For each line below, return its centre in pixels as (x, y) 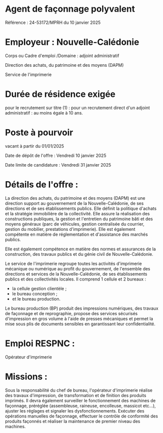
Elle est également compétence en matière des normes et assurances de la (81, 249)
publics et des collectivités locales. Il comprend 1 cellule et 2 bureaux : (76, 279)
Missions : (26, 377)
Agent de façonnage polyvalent (70, 9)
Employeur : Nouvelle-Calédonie (72, 42)
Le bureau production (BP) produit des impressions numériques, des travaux (82, 308)
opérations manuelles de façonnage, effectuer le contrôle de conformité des (81, 416)
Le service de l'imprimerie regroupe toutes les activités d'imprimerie (73, 264)
